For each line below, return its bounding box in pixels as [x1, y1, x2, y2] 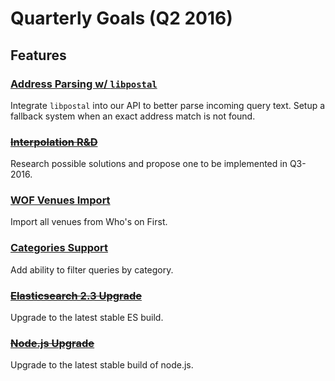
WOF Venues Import [10, 193, 111, 207]
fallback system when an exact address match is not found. [10, 110, 256, 122]
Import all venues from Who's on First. [10, 216, 168, 228]
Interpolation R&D [10, 135, 98, 149]
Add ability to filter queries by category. [10, 263, 174, 276]
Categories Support [10, 241, 109, 255]
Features [10, 47, 67, 64]
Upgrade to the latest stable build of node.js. [10, 359, 194, 371]
